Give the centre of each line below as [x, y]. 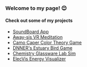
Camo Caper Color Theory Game [47, 42]
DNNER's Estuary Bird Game [42, 48]
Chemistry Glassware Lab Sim [44, 54]
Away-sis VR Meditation [38, 37]
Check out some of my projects [39, 20]
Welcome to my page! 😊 [36, 8]
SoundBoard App [31, 32]
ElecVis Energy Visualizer [39, 59]
